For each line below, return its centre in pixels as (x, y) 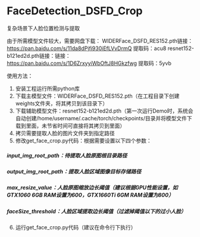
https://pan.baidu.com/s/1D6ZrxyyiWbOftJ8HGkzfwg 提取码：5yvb (89, 63)
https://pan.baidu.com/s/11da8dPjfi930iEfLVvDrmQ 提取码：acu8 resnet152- (100, 48)
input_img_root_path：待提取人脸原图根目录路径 (67, 155)
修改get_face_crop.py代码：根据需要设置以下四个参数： (84, 141)
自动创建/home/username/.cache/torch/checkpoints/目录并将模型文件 (101, 118)
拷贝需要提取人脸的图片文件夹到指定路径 (65, 133)
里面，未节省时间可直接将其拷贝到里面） (76, 126)
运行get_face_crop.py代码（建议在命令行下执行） (76, 227)
